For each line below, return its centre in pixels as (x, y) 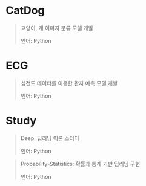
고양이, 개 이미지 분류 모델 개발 (57, 28)
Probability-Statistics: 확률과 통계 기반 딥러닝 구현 (80, 164)
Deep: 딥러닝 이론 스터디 (50, 138)
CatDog (25, 11)
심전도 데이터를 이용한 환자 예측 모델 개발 (69, 83)
